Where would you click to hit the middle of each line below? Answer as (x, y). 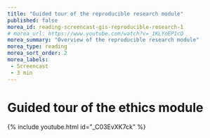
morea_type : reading (38, 46)
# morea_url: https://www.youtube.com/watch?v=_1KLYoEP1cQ (96, 33)
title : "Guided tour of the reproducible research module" (96, 14)
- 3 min (21, 73)
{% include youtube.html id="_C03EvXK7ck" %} (77, 127)
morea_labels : (28, 60)
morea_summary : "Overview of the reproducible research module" (103, 40)
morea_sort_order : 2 (38, 54)
